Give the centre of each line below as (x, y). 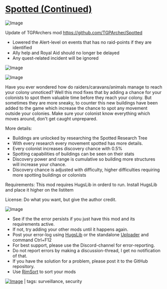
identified (22, 47)
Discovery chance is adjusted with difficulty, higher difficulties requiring (86, 170)
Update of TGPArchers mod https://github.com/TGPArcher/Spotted (74, 32)
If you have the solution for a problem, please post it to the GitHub (80, 261)
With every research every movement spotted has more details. (78, 143)
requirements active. (33, 224)
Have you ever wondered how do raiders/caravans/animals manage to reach (84, 87)
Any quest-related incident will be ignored (55, 58)
